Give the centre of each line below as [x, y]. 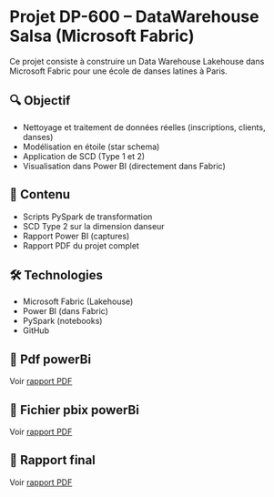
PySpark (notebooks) [62, 321]
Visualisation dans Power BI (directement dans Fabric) [124, 166]
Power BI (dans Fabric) [66, 311]
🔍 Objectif [40, 101]
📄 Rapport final [52, 460]
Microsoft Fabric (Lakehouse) [78, 301]
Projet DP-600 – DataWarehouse [134, 17]
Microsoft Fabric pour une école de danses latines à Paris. [118, 71]
